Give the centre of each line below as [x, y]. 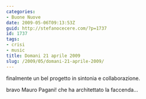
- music [16, 50]
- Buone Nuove [24, 17]
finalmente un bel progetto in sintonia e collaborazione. [73, 78]
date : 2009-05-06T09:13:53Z [41, 23]
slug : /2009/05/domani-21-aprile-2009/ [55, 61]
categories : [21, 12]
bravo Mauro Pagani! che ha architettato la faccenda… [72, 90]
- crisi [16, 45]
